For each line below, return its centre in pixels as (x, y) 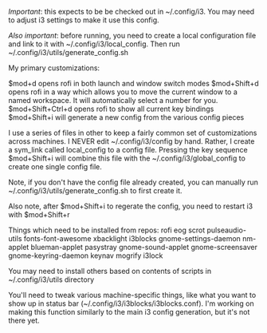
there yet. (24, 320)
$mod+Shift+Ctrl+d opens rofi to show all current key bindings (111, 109)
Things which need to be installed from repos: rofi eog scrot (107, 230)
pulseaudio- (227, 230)
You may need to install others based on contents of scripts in (110, 271)
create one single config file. (55, 166)
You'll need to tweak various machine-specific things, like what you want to (132, 295)
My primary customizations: (54, 68)
